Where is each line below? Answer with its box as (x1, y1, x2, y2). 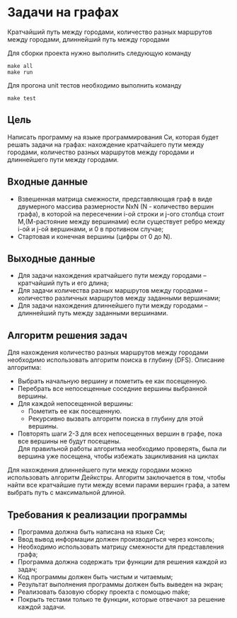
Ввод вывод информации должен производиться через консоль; (17, 535, 214, 543)
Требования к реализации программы (7, 508, 187, 520)
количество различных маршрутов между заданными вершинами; (17, 294, 221, 303)
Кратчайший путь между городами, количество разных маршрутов (7, 28, 212, 36)
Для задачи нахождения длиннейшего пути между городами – (17, 301, 208, 310)
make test (7, 95, 37, 102)
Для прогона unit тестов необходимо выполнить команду (7, 81, 182, 89)
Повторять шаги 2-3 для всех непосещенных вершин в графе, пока (17, 429, 223, 438)
